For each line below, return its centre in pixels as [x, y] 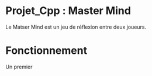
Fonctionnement [46, 51]
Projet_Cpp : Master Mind [68, 11]
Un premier [19, 67]
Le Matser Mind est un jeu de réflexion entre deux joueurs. [76, 27]
